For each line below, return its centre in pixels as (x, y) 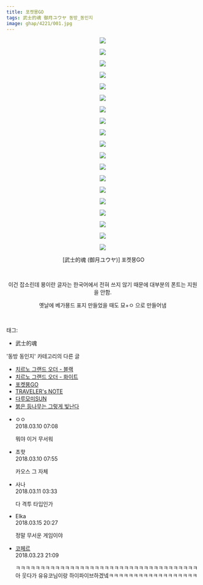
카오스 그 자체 (31, 472)
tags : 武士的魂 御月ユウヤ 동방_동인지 (50, 18)
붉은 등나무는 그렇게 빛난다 (47, 406)
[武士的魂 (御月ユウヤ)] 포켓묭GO (103, 260)
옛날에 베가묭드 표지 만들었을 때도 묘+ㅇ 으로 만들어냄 (103, 305)
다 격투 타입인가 (34, 504)
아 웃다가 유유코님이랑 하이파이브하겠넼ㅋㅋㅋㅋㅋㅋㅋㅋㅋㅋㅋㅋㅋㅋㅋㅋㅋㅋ (106, 576)
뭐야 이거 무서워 (34, 439)
